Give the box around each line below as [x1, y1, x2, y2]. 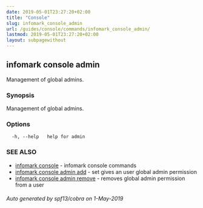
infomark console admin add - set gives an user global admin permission [15, 168, 197, 175]
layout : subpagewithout [6, 37, 67, 43]
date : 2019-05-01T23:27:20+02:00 [6, 9, 91, 15]
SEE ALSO [6, 148, 37, 156]
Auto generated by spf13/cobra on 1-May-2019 [6, 195, 124, 203]
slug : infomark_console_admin [6, 20, 83, 26]
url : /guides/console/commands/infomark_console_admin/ [6, 26, 150, 32]
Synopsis [6, 91, 35, 99]
